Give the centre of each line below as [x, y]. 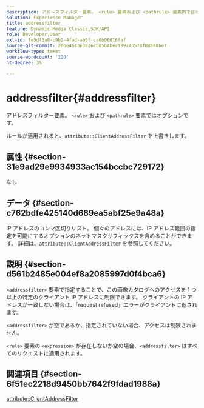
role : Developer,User [34, 35]
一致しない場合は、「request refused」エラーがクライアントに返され [112, 304]
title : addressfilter [34, 23]
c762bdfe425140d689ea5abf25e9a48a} [86, 213]
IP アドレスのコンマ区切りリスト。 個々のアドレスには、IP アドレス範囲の [98, 229]
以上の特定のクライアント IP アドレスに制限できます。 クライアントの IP [96, 297]
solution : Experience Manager [45, 18]
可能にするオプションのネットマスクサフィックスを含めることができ [102, 236]
